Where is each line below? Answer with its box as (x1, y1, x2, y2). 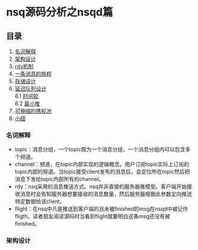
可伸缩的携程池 (14, 108, 52, 114)
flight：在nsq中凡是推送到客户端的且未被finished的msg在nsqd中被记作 (14, 205, 188, 212)
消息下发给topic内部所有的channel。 (14, 176, 104, 183)
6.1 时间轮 (14, 93, 39, 99)
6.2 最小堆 (14, 100, 40, 107)
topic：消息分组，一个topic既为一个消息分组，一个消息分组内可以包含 (14, 146, 186, 153)
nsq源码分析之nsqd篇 (6, 5, 114, 19)
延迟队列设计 (14, 85, 46, 92)
